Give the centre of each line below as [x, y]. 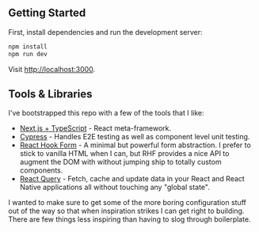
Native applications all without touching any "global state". [114, 187]
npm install [28, 47]
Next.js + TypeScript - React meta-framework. [95, 128]
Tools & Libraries [50, 94]
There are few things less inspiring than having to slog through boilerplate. [129, 219]
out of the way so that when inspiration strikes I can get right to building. [126, 211]
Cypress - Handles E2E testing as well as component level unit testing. [135, 137]
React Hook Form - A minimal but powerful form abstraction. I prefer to [135, 145]
